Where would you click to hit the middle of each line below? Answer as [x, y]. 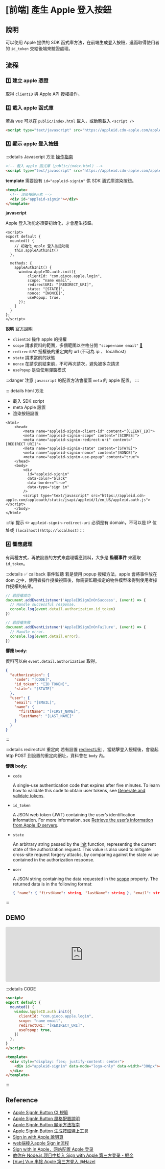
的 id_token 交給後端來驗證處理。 [39, 49]
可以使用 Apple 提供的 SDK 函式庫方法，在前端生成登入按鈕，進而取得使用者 [82, 42]
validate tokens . [29, 796]
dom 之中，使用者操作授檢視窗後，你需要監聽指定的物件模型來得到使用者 [79, 580]
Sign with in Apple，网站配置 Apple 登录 [53, 1149]
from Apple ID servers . [35, 825]
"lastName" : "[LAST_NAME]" [46, 716]
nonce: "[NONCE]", [46, 293]
